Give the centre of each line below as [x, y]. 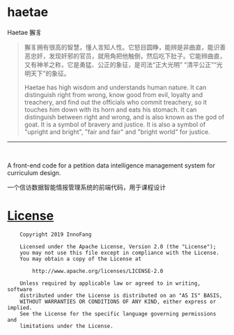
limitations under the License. [67, 326]
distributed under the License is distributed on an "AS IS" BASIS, [121, 295]
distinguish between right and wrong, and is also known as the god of [124, 117]
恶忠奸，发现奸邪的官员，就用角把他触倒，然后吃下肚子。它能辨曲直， [125, 56]
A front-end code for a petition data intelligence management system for [111, 165]
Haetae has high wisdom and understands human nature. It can [115, 87]
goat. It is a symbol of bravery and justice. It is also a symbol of [115, 124]
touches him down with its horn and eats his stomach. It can [110, 110]
